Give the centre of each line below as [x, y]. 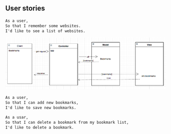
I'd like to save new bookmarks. [41, 108]
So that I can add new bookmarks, [42, 103]
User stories [25, 8]
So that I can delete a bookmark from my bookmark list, [67, 123]
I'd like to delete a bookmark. [40, 128]
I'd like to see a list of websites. [45, 31]
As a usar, [17, 117]
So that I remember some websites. [43, 26]
